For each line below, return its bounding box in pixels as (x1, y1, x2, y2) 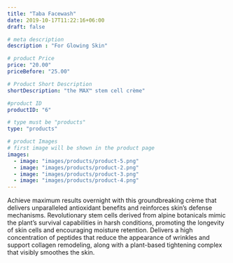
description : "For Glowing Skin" (7, 43, 108, 50)
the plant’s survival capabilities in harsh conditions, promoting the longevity (7, 218, 225, 227)
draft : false (7, 23, 45, 30)
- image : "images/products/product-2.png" (13, 164, 139, 171)
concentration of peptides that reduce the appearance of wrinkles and (7, 234, 210, 242)
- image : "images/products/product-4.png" (13, 177, 139, 184)
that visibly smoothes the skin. (7, 248, 95, 257)
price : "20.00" (7, 62, 52, 69)
